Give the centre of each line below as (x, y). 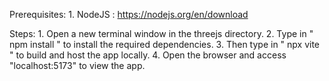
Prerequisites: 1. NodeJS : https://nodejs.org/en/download (129, 14)
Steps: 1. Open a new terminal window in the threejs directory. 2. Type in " (161, 33)
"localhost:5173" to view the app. (77, 65)
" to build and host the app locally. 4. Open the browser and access (148, 55)
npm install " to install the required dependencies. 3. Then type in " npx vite (165, 44)
